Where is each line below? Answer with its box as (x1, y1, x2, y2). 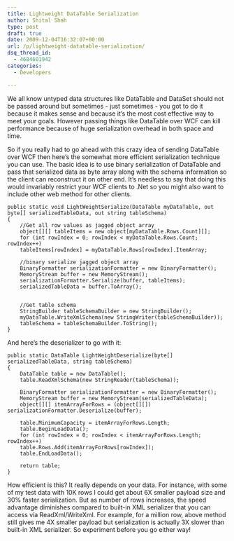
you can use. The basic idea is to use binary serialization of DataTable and (7, 160, 221, 168)
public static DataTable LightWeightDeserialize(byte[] (7, 352, 173, 359)
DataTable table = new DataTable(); (20, 370, 127, 377)
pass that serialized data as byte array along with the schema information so (7, 167, 227, 176)
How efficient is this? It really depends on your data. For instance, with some (7, 481, 228, 489)
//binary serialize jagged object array (20, 259, 139, 266)
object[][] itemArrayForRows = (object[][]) (20, 401, 152, 408)
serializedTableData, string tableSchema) (7, 358, 133, 365)
